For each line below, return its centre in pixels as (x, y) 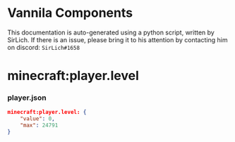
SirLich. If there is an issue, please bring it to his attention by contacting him (117, 39)
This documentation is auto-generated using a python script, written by (111, 32)
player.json (27, 98)
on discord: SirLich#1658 (43, 47)
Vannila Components (70, 13)
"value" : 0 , (37, 119)
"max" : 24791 (39, 125)
